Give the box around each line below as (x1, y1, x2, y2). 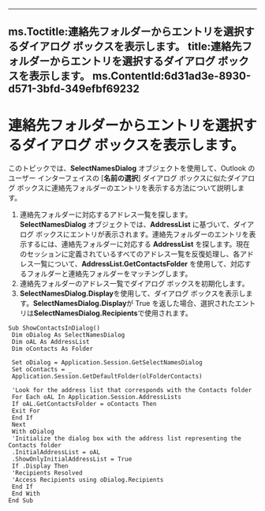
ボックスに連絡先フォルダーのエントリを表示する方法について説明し (17, 183, 238, 193)
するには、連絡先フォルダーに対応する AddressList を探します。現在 (26, 240, 251, 249)
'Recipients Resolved (11, 469, 83, 477)
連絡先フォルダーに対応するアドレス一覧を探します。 (19, 210, 192, 219)
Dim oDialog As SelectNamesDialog (11, 331, 125, 339)
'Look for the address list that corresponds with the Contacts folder (11, 386, 252, 394)
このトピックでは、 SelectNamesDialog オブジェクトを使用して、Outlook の (8, 163, 256, 173)
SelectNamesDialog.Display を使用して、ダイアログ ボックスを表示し (19, 289, 246, 298)
